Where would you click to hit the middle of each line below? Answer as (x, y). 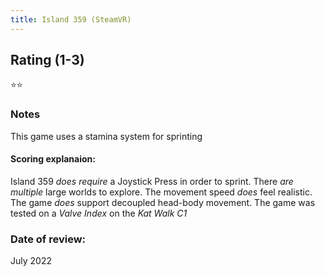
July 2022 (31, 261)
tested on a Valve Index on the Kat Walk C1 (99, 213)
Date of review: (48, 239)
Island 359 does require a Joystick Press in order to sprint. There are (152, 181)
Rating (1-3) (47, 60)
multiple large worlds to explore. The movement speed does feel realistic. (161, 192)
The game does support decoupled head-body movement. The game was (163, 202)
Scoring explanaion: (53, 159)
